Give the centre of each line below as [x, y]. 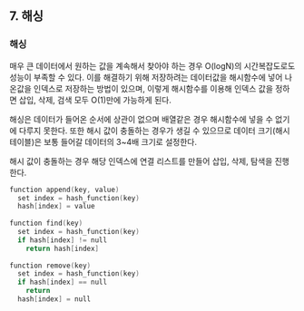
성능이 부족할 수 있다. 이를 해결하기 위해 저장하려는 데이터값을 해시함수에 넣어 [146, 77]
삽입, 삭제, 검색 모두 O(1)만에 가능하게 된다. [95, 100]
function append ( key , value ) [64, 190]
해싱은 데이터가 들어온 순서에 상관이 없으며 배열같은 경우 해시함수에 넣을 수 [142, 119]
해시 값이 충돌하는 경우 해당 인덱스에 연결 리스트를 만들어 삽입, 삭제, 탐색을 [141, 160]
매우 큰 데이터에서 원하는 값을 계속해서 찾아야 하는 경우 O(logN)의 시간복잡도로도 [152, 65]
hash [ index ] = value [56, 207]
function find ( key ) [46, 224]
